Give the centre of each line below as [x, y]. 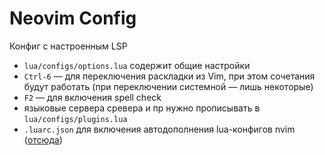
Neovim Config [73, 18]
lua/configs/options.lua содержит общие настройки [137, 65]
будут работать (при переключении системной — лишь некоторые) [168, 86]
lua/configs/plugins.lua [75, 119]
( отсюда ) [43, 139]
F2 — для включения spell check [92, 97]
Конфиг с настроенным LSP [68, 46]
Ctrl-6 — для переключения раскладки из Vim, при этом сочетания [169, 76]
